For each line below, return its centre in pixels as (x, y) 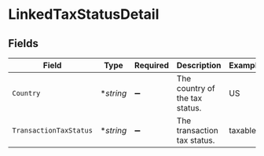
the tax (189, 98)
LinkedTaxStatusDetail (84, 15)
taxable (243, 131)
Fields (24, 44)
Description (199, 65)
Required (152, 65)
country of (196, 88)
